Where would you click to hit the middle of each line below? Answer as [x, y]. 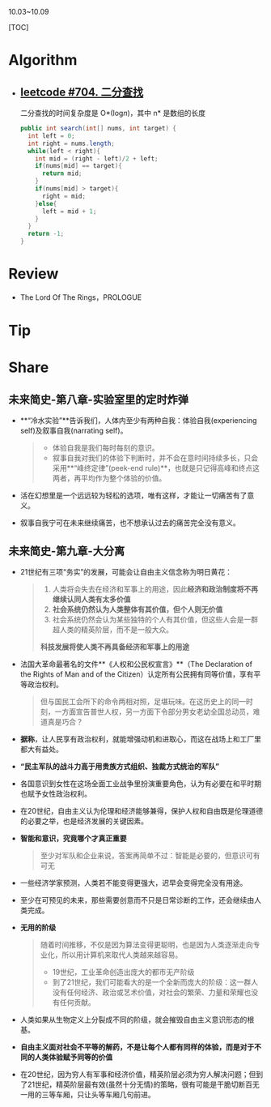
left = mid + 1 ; [69, 211]
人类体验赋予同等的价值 [74, 1057]
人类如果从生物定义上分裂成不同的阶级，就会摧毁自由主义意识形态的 [133, 1019]
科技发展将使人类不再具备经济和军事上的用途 [115, 647]
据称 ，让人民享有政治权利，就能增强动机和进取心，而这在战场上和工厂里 [140, 739]
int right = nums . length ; [71, 143]
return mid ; [62, 173]
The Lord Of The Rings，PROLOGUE [81, 297]
